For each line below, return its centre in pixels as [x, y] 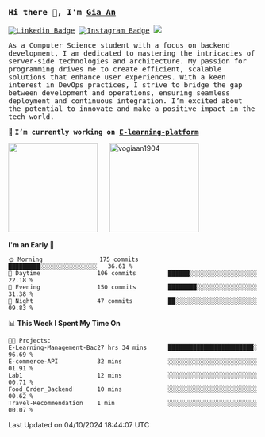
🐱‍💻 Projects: [30, 341]
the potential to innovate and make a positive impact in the [132, 109]
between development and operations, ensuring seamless [119, 93]
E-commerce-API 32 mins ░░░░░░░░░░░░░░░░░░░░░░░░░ [133, 362]
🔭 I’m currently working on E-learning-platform [104, 132]
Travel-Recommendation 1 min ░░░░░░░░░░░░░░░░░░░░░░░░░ [133, 404]
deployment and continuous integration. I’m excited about [126, 101]
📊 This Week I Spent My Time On [64, 324]
